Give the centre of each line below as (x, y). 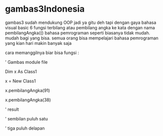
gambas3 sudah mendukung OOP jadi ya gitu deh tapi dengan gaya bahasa (81, 22)
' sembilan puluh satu (27, 118)
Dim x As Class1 (21, 71)
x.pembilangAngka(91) (27, 90)
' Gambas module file (26, 62)
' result (12, 109)
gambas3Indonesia (45, 9)
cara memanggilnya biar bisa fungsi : (42, 53)
